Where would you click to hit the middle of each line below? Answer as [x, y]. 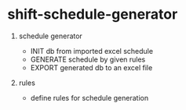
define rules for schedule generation [89, 98]
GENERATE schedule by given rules [88, 59]
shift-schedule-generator [93, 14]
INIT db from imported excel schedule [92, 51]
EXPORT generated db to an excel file [91, 67]
